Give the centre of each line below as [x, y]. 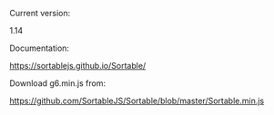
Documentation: [40, 48]
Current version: [40, 13]
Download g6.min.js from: [58, 83]
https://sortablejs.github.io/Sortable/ [78, 66]
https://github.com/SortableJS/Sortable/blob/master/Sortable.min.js [137, 101]
